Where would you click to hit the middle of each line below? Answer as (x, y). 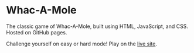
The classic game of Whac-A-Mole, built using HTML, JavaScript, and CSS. (97, 26)
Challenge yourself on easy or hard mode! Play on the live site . (81, 44)
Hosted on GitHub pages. (37, 32)
